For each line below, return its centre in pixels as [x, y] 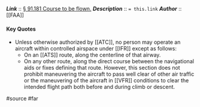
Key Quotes [21, 29]
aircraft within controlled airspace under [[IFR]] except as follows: [96, 49]
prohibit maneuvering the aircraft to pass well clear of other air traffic [109, 74]
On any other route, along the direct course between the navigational [109, 61]
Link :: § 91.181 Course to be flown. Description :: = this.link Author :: [94, 9]
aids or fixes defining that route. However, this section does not [102, 68]
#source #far [22, 99]
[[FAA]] [15, 15]
